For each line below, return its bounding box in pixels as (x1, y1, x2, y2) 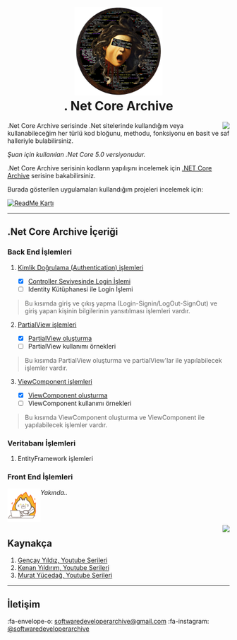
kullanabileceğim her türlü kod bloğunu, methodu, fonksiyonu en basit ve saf (7, 129, 230, 137)
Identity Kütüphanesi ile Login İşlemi (28, 285, 133, 293)
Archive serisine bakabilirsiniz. (7, 171, 96, 180)
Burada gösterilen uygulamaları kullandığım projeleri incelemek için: (7, 185, 203, 193)
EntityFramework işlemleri (17, 455, 94, 463)
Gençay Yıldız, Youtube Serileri (17, 556, 108, 564)
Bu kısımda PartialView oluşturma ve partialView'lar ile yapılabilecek (24, 356, 222, 364)
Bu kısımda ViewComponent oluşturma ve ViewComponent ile (24, 413, 205, 421)
